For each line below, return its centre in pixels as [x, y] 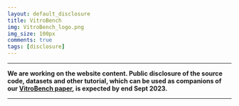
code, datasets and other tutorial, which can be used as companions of [115, 81]
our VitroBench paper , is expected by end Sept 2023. [87, 88]
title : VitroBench [34, 20]
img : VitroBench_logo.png [46, 27]
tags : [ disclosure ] [36, 47]
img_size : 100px [31, 34]
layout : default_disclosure [49, 14]
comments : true [30, 40]
